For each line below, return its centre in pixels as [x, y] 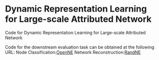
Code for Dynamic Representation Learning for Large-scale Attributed [75, 32]
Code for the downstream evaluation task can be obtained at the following [80, 47]
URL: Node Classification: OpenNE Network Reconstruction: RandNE [73, 52]
